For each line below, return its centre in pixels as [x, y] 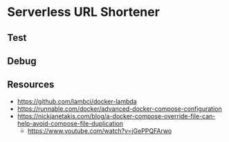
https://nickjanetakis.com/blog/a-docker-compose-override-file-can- [116, 116]
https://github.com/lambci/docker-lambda [77, 101]
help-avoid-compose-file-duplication [70, 123]
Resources [31, 85]
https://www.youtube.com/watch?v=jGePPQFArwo [100, 131]
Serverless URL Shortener [84, 12]
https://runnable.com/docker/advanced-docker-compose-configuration [120, 109]
